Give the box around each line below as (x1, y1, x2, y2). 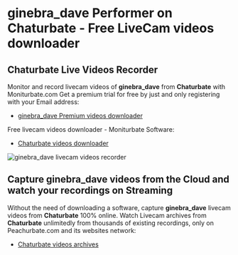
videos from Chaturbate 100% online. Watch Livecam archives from (7, 211, 207, 219)
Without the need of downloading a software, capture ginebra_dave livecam (7, 203, 231, 212)
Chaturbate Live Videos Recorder (7, 63, 158, 76)
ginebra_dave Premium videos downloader (17, 112, 144, 120)
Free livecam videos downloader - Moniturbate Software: (7, 125, 175, 133)
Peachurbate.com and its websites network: (7, 226, 136, 234)
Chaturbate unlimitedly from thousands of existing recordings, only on (7, 219, 215, 227)
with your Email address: (7, 98, 80, 106)
